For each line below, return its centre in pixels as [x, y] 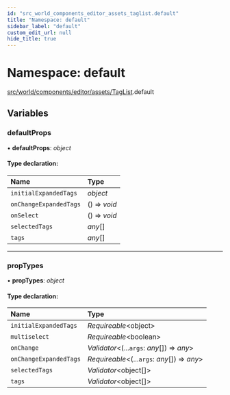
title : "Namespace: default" [49, 20]
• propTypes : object [36, 280]
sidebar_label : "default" [44, 26]
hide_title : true [32, 39]
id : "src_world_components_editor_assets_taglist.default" [93, 13]
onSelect [25, 215]
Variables [28, 113]
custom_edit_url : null [39, 33]
